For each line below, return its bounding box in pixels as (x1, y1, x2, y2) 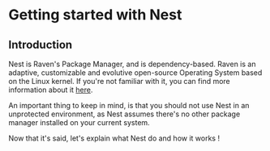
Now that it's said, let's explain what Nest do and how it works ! (8, 133, 221, 143)
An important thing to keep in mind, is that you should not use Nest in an (8, 101, 250, 110)
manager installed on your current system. (8, 118, 150, 127)
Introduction (8, 38, 73, 52)
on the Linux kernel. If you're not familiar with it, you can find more (8, 77, 231, 86)
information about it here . (8, 85, 93, 94)
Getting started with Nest (8, 6, 182, 24)
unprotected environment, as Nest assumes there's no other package (8, 109, 241, 119)
